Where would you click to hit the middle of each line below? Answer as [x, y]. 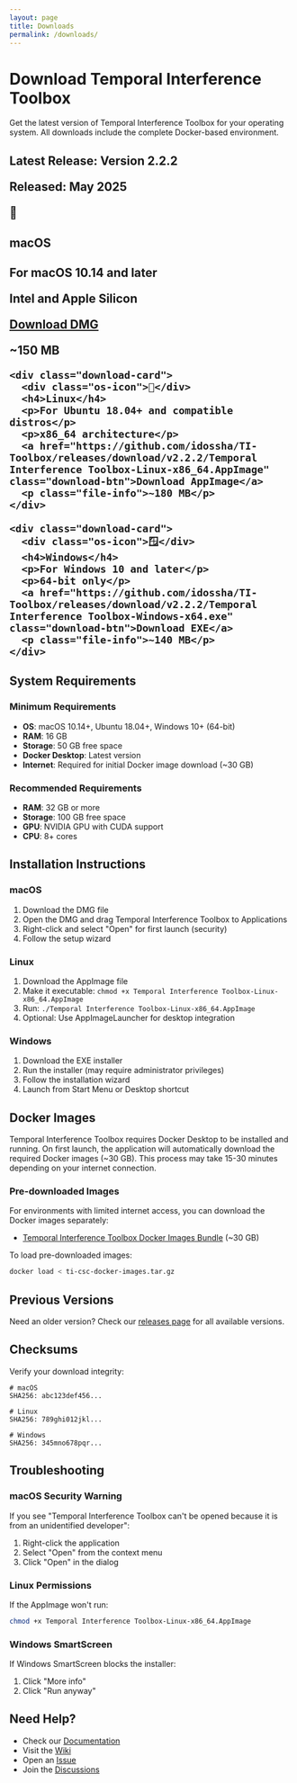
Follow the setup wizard [67, 938]
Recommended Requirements [76, 788]
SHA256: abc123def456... [56, 1395]
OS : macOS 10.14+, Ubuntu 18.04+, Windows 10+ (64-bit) [129, 726]
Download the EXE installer [72, 1061]
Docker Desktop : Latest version [81, 755]
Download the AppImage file [75, 981]
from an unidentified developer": [70, 1525]
